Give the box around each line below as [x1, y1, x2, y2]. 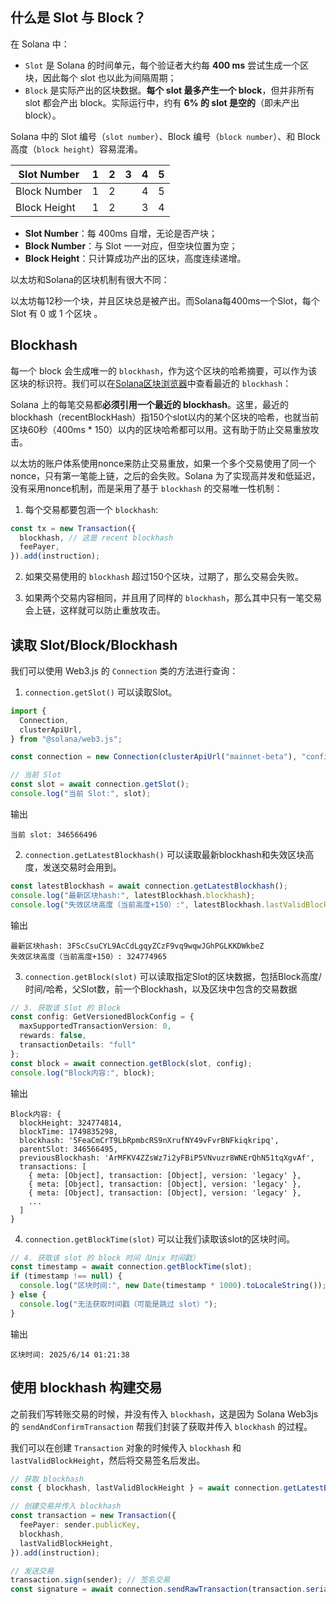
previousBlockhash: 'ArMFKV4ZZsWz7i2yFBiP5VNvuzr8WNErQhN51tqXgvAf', [19, 1153, 315, 1163]
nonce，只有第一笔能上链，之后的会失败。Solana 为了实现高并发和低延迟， [10, 469, 321, 482]
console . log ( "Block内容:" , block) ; [10, 1068, 156, 1078]
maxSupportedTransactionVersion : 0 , [19, 1021, 172, 1032]
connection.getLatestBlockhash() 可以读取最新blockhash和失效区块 [24, 848, 306, 860]
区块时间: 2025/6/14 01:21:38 [10, 1349, 130, 1360]
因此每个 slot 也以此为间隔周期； [42, 71, 177, 83]
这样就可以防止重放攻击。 [59, 604, 166, 617]
